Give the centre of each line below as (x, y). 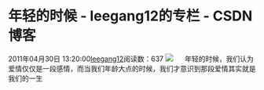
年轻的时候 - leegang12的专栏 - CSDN (130, 16)
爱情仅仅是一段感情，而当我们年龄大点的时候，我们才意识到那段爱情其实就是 (132, 68)
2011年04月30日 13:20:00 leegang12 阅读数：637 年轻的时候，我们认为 (131, 59)
